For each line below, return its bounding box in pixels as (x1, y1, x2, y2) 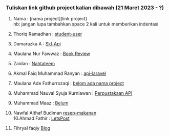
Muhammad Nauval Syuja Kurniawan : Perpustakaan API (13, 90, 133, 96)
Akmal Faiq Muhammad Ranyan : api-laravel (13, 70, 107, 76)
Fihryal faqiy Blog (13, 125, 51, 131)
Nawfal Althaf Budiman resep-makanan (13, 110, 97, 116)
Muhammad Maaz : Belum (13, 100, 69, 106)
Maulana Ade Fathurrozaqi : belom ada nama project (13, 80, 124, 87)
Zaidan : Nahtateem (13, 61, 55, 67)
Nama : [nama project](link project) (13, 16, 88, 22)
